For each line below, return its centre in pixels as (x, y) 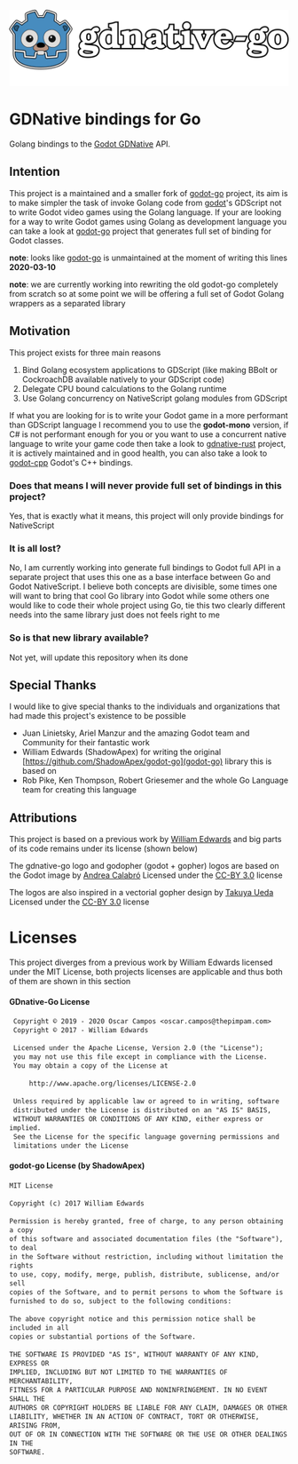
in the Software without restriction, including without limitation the (146, 1257)
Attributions (43, 818)
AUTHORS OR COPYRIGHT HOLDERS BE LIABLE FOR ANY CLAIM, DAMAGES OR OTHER (149, 1408)
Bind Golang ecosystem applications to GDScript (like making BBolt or (149, 370)
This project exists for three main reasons (85, 353)
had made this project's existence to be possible (98, 716)
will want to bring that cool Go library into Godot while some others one (139, 596)
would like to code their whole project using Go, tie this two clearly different (147, 606)
